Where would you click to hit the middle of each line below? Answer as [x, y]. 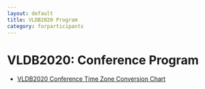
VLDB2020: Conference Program [103, 60]
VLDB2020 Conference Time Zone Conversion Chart [91, 79]
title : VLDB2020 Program [42, 20]
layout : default [30, 13]
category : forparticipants [45, 26]
